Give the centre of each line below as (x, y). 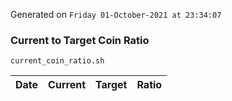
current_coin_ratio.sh (57, 61)
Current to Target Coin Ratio (80, 40)
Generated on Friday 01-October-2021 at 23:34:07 (116, 14)
